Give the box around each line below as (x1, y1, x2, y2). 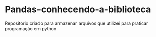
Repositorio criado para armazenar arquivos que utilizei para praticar (5, 20, 148, 26)
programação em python (5, 25, 57, 31)
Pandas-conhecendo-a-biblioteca (5, 4, 151, 15)
